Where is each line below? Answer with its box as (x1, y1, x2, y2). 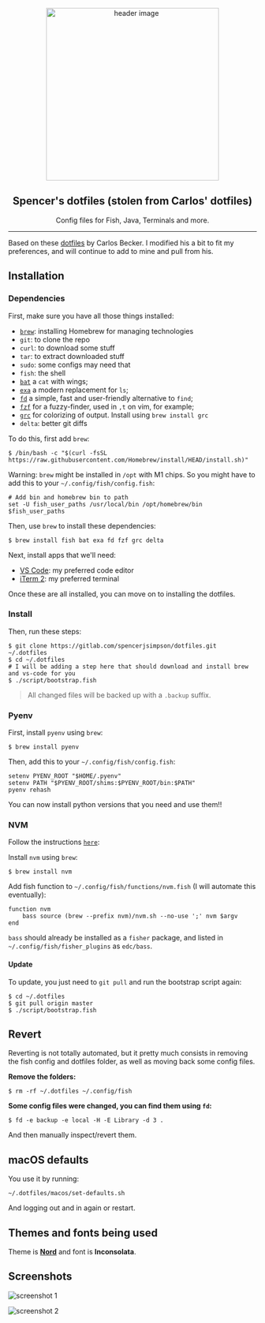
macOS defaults (8, 1153, 89, 1167)
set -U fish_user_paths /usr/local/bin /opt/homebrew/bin (8, 500, 203, 508)
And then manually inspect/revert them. (8, 1131, 137, 1140)
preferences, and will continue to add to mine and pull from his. (8, 246, 214, 256)
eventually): (8, 890, 47, 899)
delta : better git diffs (19, 418, 88, 428)
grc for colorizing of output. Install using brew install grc (19, 410, 209, 420)
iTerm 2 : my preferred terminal (19, 574, 120, 583)
